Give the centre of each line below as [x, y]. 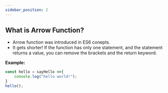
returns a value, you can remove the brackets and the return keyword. [85, 53]
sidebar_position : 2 [27, 10]
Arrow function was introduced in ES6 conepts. [61, 42]
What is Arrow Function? [45, 30]
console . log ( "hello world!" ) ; [46, 77]
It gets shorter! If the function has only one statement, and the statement [88, 48]
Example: [15, 63]
